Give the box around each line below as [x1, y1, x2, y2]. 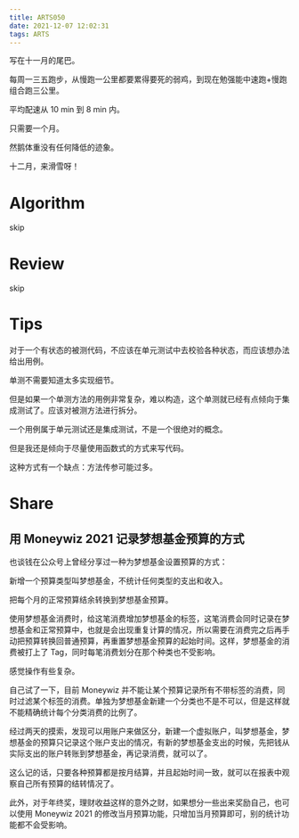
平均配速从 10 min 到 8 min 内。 [9, 104, 125, 115]
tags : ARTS [9, 29, 50, 38]
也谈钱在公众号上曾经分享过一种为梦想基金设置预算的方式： [9, 556, 228, 567]
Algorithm [9, 193, 85, 213]
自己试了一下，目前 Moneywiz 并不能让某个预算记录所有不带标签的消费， [9, 685, 278, 695]
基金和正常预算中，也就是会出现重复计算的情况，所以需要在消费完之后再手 [16, 625, 290, 636]
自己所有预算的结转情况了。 [16, 778, 118, 789]
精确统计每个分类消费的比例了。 [24, 707, 142, 718]
